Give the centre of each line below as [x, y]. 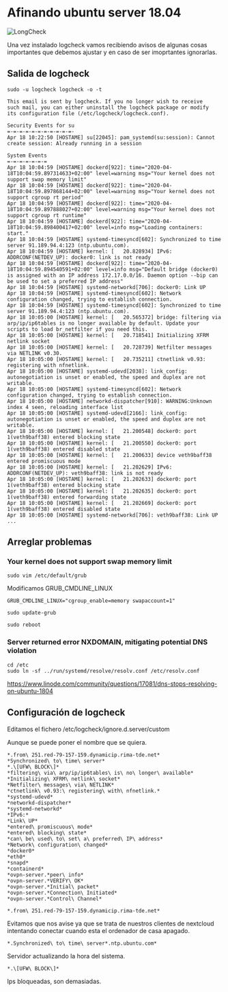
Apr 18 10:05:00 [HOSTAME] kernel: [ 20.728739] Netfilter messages [110, 347]
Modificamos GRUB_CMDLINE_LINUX [60, 588]
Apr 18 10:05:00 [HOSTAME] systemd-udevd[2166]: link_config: [97, 413]
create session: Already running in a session [74, 143]
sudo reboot [24, 625]
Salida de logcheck [48, 74]
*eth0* [16, 857]
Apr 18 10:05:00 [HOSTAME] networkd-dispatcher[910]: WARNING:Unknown [110, 401]
